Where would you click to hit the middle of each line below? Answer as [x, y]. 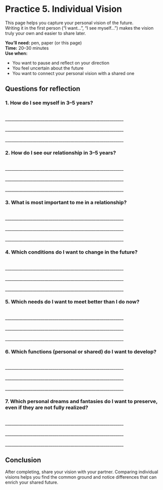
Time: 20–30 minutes [27, 48]
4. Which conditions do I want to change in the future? [71, 252]
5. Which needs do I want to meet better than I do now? [72, 302]
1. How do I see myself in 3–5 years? [49, 103]
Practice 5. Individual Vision [64, 9]
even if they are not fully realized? [47, 408]
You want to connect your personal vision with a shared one [73, 73]
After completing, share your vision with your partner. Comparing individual [82, 472]
